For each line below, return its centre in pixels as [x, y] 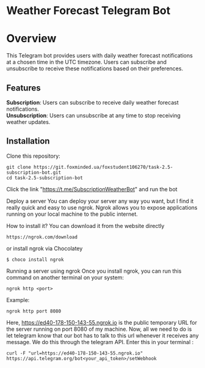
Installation [28, 141]
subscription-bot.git [34, 172]
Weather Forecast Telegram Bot [88, 11]
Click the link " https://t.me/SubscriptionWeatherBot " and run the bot [92, 189]
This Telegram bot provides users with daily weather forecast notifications [100, 56]
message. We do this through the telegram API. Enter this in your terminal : [100, 342]
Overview [31, 39]
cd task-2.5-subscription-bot [45, 178]
